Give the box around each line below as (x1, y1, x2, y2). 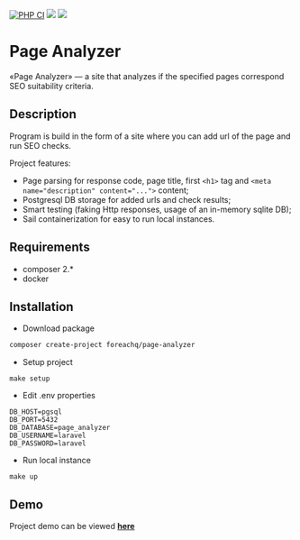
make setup (9, 374, 50, 383)
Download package (22, 323, 95, 334)
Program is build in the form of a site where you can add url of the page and (9, 131, 291, 142)
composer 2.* (22, 263, 74, 274)
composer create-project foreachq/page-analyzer (9, 341, 195, 350)
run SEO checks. (9, 140, 72, 151)
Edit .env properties (22, 390, 96, 401)
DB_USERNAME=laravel (9, 431, 87, 441)
